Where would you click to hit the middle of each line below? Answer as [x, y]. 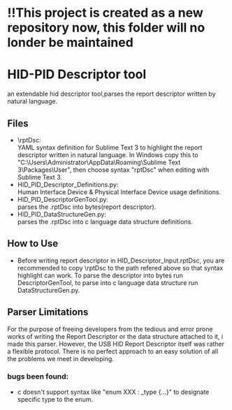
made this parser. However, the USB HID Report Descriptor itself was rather [116, 344]
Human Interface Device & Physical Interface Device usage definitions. [119, 192]
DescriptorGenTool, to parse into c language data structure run [108, 283]
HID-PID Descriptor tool [77, 74]
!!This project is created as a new [106, 13]
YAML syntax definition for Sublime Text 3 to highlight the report [110, 147]
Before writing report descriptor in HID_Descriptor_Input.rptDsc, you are [121, 261]
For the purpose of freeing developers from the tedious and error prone [110, 329]
